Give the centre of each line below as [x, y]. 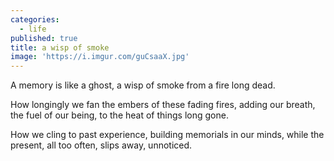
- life [33, 29]
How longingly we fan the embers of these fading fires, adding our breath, [163, 105]
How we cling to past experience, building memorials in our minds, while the [167, 135]
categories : [35, 19]
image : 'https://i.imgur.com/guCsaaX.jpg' [100, 57]
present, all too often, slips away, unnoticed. [101, 145]
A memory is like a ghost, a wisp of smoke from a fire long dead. [143, 85]
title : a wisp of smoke [60, 47]
